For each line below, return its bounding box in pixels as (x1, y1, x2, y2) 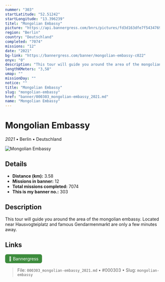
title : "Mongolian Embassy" (5, 85, 63, 90)
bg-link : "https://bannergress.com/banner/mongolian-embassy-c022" (5, 53, 146, 58)
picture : (5, 26, 23, 31)
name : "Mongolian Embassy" (5, 99, 60, 104)
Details (5, 160, 27, 168)
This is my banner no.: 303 (12, 188, 68, 194)
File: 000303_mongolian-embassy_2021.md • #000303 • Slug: (17, 267, 137, 273)
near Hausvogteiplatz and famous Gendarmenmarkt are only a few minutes (5, 221, 157, 227)
